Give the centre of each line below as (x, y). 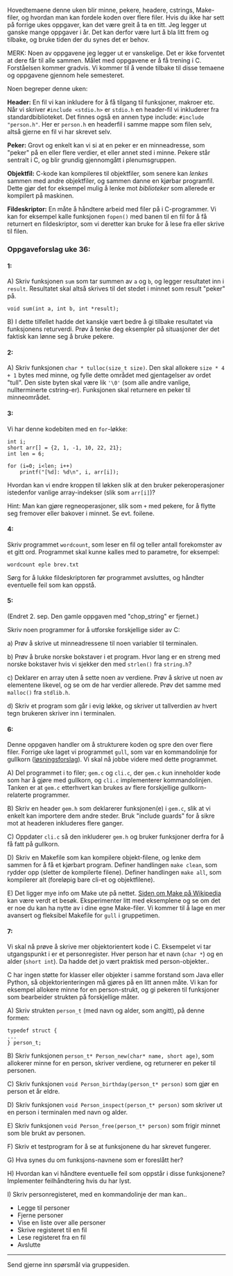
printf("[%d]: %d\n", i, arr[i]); (69, 472)
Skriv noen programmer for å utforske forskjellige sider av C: (94, 629)
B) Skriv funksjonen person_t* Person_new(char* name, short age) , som (111, 1056)
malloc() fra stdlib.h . (39, 692)
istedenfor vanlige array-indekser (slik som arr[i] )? (81, 492)
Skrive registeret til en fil (52, 1230)
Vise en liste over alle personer (61, 1222)
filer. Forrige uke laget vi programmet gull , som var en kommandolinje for (112, 752)
